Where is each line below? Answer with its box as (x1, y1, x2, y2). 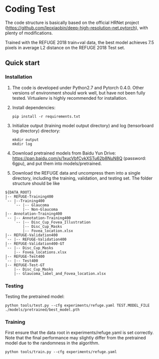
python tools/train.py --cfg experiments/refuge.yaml (5, 350, 117, 355)
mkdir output (12, 137, 39, 142)
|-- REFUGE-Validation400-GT (5, 241, 65, 246)
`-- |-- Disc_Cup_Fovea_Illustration (14, 220, 91, 224)
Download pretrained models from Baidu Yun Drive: (12, 150, 116, 156)
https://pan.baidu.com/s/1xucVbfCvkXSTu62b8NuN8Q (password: (12, 155, 146, 161)
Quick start (5, 59, 40, 67)
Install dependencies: (12, 104, 56, 111)
